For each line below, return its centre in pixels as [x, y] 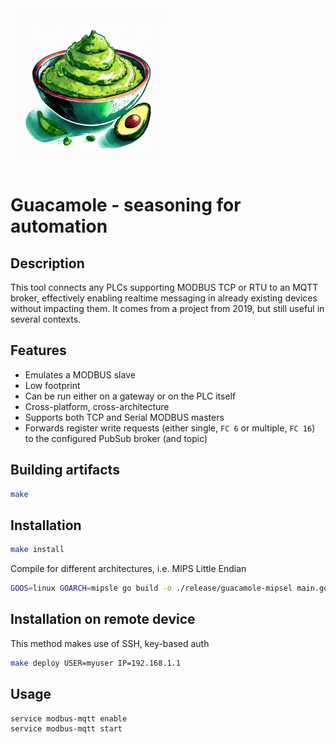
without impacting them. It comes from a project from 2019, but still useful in [167, 308]
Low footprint [52, 385]
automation [59, 226]
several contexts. [46, 319]
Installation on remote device [103, 619]
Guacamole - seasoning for [126, 205]
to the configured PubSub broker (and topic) [116, 438]
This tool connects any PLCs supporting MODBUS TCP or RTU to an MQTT [164, 287]
